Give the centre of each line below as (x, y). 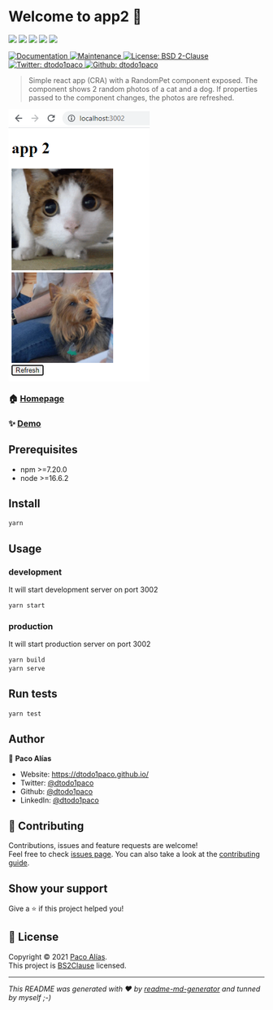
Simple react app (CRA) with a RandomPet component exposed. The (143, 80)
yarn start (27, 606)
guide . (19, 863)
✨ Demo (25, 423)
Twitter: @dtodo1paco (57, 783)
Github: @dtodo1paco (56, 792)
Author (26, 739)
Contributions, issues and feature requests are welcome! (103, 846)
